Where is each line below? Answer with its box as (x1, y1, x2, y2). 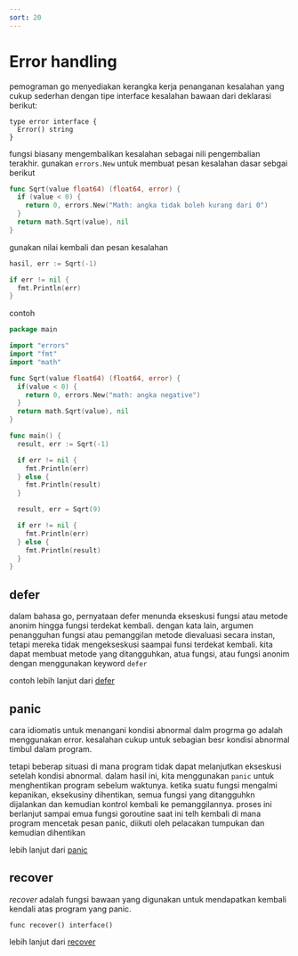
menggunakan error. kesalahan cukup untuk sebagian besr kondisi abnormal (9, 734, 290, 745)
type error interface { (9, 117, 98, 126)
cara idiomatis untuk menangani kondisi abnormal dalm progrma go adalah (9, 724, 283, 735)
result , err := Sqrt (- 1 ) (17, 439, 109, 448)
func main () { (9, 431, 62, 441)
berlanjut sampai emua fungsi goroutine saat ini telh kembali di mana (9, 808, 261, 819)
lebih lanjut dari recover (9, 936, 96, 947)
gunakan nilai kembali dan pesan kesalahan (9, 241, 169, 252)
